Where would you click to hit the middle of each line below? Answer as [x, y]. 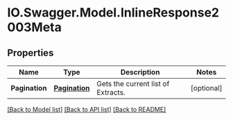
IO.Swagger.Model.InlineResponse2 [113, 13]
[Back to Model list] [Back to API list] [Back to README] [87, 109]
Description [140, 72]
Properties [31, 53]
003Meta [35, 27]
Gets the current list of [133, 84]
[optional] [206, 88]
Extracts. [111, 92]
